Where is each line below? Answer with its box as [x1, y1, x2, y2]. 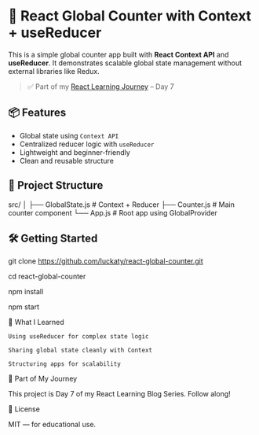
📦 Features [8, 106, 67, 120]
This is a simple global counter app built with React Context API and [8, 50, 229, 59]
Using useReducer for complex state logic [8, 333, 149, 341]
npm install [8, 287, 44, 297]
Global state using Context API [19, 131, 119, 140]
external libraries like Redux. [8, 66, 100, 76]
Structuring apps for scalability [8, 360, 122, 368]
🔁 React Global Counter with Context [8, 7, 252, 25]
